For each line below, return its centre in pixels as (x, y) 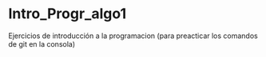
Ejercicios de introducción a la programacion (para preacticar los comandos (133, 36)
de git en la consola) (42, 44)
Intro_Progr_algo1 (67, 14)
